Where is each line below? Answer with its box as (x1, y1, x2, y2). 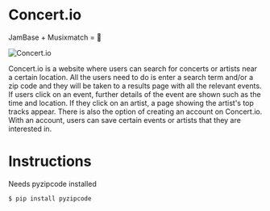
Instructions (8, 152, 92, 171)
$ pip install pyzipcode (8, 194, 92, 203)
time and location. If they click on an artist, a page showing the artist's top (8, 98, 254, 108)
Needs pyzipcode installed (8, 179, 97, 188)
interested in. (8, 124, 52, 133)
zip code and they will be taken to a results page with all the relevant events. (8, 81, 262, 91)
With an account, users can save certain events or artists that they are (8, 115, 242, 124)
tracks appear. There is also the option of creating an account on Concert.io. (8, 107, 263, 116)
